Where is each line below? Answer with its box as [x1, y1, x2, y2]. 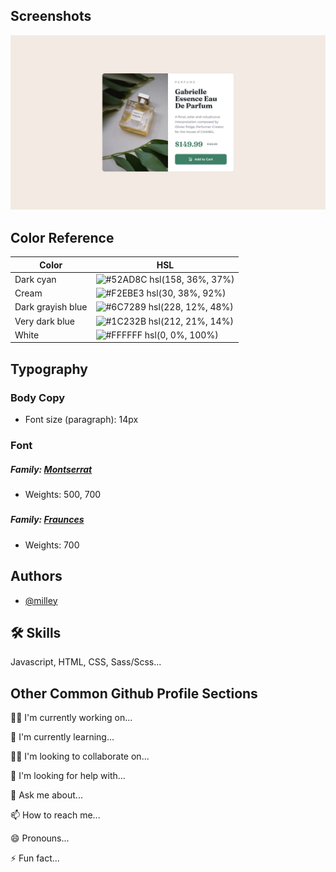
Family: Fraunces [10, 514, 85, 526]
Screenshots [10, 8, 92, 25]
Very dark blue [14, 315, 75, 327]
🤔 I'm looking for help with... [10, 770, 126, 782]
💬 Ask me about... [10, 789, 83, 801]
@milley [24, 594, 58, 606]
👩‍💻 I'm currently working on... [10, 712, 133, 724]
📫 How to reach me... [10, 809, 101, 821]
